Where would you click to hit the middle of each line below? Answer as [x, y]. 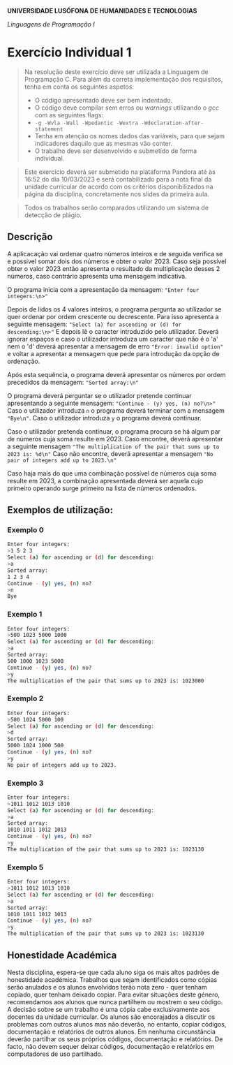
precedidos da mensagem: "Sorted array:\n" [73, 382]
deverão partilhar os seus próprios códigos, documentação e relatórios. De [115, 1039]
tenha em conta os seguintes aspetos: [79, 87]
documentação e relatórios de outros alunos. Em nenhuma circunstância [112, 1031]
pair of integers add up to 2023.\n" [62, 460]
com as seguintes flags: [69, 115]
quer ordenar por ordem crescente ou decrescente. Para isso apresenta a [113, 316]
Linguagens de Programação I [51, 24]
